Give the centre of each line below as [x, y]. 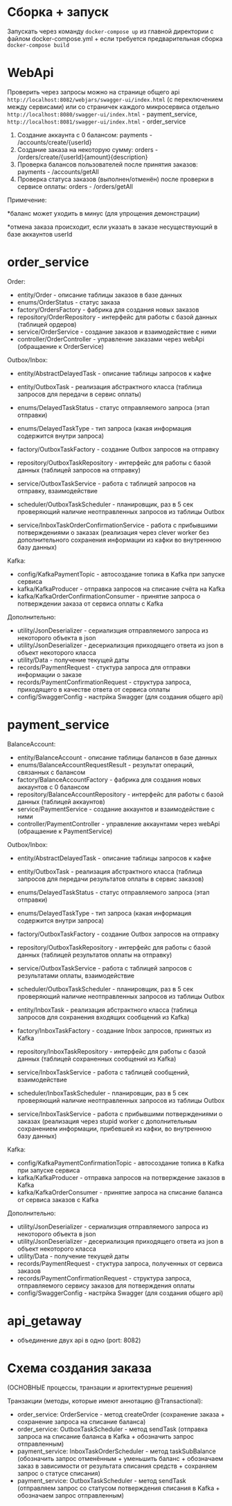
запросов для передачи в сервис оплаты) [79, 394]
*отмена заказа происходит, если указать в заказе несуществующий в [113, 227]
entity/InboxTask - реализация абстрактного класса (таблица [107, 1009]
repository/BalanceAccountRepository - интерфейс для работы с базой [120, 794]
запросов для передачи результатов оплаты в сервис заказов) [110, 879]
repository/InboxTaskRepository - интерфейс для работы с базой [111, 1051]
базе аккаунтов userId [40, 234]
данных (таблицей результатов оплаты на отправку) [95, 955]
